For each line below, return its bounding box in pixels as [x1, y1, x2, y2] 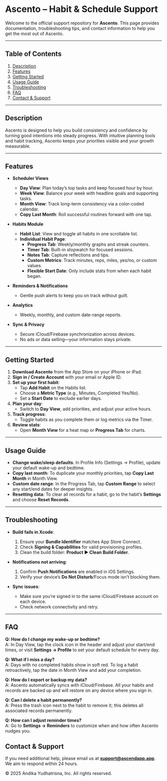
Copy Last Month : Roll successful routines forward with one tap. [19, 211, 153, 217]
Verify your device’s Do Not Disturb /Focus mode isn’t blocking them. [19, 574, 161, 580]
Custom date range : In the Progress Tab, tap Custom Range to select [12, 481, 156, 487]
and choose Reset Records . [12, 497, 70, 502]
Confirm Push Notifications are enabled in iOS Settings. [19, 569, 135, 575]
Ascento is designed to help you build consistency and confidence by [5, 127, 148, 133]
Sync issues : [12, 584, 40, 589]
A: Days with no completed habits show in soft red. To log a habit [5, 662, 138, 668]
